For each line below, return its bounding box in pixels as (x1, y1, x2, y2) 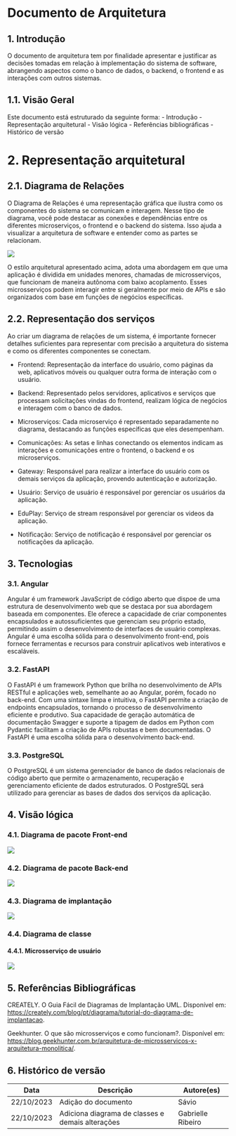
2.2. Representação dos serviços (7, 313, 155, 325)
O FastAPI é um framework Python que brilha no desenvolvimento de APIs (7, 680, 223, 689)
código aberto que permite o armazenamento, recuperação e (7, 774, 185, 782)
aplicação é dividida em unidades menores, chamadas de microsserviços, (7, 270, 221, 279)
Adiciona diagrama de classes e (59, 1108, 165, 1118)
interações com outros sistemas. (7, 74, 102, 82)
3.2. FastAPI (7, 665, 51, 675)
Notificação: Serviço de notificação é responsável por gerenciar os (17, 530, 212, 539)
